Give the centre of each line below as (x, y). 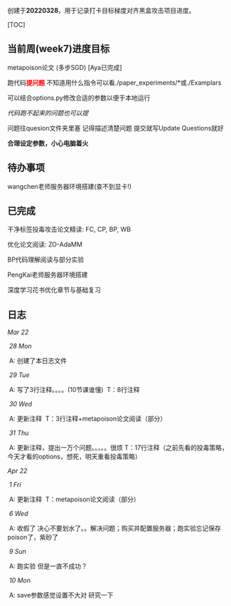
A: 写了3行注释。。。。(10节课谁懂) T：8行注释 (74, 390)
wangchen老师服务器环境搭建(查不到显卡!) (70, 186)
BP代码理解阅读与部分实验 (46, 260)
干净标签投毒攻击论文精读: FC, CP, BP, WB (69, 230)
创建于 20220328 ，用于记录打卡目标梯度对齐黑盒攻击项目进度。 (101, 10)
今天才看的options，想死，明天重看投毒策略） (74, 457)
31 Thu (19, 433)
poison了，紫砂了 (33, 538)
